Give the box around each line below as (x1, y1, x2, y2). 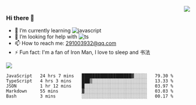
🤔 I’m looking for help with (14, 33, 78, 40)
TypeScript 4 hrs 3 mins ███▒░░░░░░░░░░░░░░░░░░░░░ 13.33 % (6, 78, 174, 84)
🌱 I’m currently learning (14, 27, 71, 34)
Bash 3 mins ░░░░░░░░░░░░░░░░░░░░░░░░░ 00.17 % (6, 93, 174, 99)
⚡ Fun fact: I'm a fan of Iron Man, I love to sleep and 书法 (14, 49, 150, 56)
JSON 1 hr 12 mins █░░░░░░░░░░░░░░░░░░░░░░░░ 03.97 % (6, 84, 174, 89)
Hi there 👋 (6, 14, 35, 22)
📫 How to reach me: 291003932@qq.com (14, 40, 117, 47)
